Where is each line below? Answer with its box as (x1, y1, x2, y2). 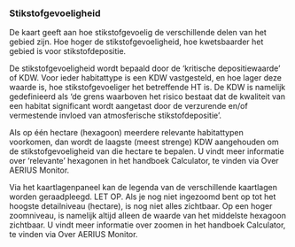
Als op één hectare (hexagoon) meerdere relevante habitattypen (9, 127, 244, 138)
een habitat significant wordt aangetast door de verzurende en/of (9, 101, 248, 112)
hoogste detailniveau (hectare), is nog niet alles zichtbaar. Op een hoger (9, 201, 273, 212)
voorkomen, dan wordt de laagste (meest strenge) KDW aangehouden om (9, 136, 279, 148)
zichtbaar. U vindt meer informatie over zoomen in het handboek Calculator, (9, 220, 286, 230)
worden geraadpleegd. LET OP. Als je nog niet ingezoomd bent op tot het (9, 191, 276, 202)
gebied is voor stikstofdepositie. (9, 46, 127, 57)
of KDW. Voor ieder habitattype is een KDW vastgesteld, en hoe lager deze (9, 73, 282, 83)
